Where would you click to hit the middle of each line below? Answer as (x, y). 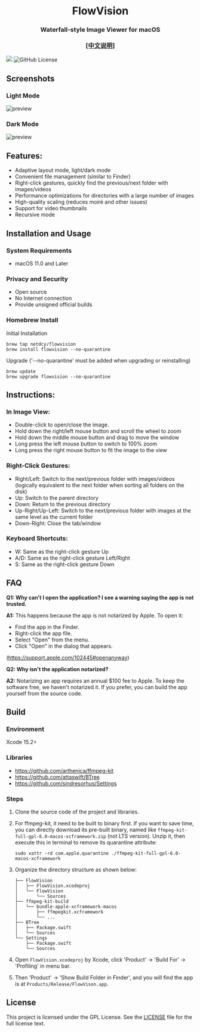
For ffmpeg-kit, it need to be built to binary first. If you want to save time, (104, 823)
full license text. (26, 1023)
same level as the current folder (54, 517)
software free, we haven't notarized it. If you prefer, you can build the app (97, 687)
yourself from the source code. (44, 693)
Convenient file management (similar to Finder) (73, 177)
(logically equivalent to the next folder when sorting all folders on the (99, 485)
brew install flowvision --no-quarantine (59, 349)
